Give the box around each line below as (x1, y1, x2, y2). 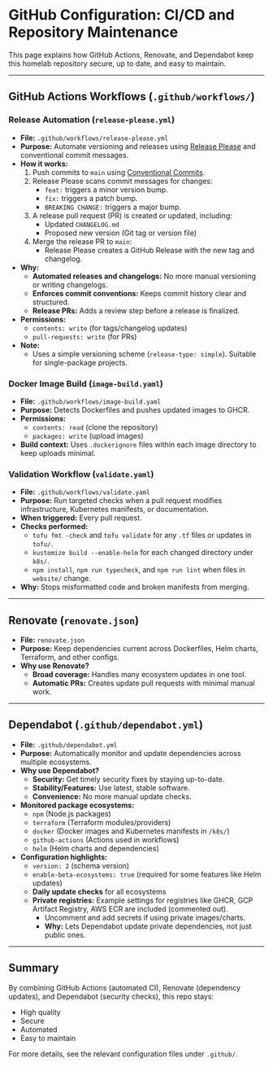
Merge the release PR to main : (32, 236, 132, 246)
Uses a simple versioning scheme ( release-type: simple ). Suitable (32, 348, 257, 359)
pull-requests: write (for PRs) (32, 331, 137, 341)
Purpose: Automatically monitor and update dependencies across (19, 748, 241, 758)
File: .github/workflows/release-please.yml (19, 133, 169, 142)
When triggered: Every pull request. (19, 513, 142, 523)
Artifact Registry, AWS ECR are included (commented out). (32, 903, 229, 913)
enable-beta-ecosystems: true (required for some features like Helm (32, 869, 262, 879)
